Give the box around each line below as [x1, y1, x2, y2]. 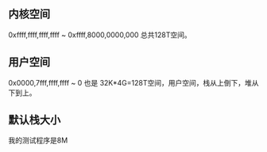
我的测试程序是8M [8, 135, 68, 145]
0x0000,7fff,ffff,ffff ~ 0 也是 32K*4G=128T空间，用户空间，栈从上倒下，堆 [8, 78, 252, 87]
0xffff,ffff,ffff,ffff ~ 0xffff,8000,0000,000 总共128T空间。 [8, 30, 192, 40]
